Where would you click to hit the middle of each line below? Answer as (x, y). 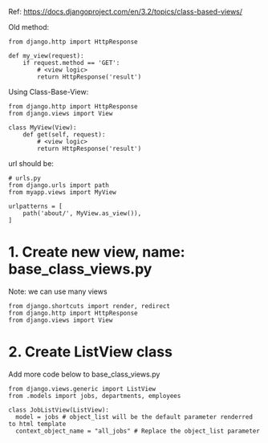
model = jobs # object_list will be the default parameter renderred (134, 417)
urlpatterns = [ (35, 206)
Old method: (29, 27)
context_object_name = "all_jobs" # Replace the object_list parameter (138, 431)
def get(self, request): (64, 135)
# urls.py (25, 178)
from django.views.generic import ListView (82, 388)
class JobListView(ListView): (59, 410)
